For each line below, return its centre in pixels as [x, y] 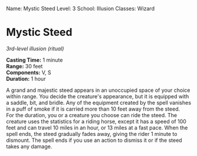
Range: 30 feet [24, 66]
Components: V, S [29, 72]
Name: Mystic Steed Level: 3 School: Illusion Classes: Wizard [81, 9]
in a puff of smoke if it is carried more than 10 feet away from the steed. [93, 109]
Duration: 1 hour [26, 78]
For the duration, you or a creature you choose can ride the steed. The [92, 115]
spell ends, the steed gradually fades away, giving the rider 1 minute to [92, 134]
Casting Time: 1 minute [35, 60]
